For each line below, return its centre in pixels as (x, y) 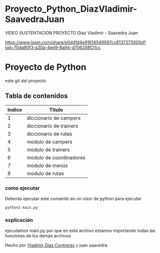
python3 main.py (21, 207)
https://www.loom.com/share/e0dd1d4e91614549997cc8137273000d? (76, 42)
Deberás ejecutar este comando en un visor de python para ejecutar (73, 198)
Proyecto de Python (46, 67)
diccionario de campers (54, 118)
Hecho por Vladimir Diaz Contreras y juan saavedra (56, 245)
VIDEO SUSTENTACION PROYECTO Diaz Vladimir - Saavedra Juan (72, 33)
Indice (15, 110)
